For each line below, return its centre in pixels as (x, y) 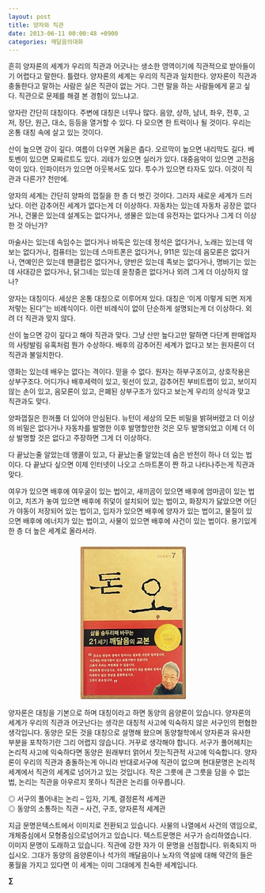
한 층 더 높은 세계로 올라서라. (53, 531)
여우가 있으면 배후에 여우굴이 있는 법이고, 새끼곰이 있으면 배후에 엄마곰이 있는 (127, 491)
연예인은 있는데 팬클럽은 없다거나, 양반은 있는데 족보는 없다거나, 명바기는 (131, 262)
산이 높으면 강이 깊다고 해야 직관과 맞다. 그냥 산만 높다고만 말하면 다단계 (119, 335)
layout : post (30, 17)
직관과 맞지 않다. (50, 318)
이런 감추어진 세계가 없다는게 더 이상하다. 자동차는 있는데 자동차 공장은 (134, 206)
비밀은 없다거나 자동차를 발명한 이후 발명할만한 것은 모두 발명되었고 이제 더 (131, 428)
